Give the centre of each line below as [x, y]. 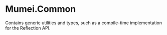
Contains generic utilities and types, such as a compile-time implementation [83, 23]
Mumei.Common [41, 9]
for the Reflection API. [28, 28]
